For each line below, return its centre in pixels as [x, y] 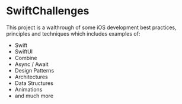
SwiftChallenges [48, 11]
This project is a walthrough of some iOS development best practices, [91, 27]
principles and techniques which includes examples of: [73, 33]
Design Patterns [34, 70]
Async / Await [31, 64]
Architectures [31, 77]
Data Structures [34, 83]
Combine [26, 58]
